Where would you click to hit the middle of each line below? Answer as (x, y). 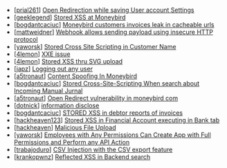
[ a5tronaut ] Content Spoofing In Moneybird (75, 76)
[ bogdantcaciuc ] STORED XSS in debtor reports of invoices (98, 113)
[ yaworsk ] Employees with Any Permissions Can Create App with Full (112, 135)
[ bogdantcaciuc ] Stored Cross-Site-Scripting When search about (107, 83)
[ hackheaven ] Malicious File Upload (65, 128)
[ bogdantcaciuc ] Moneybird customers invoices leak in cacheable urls (114, 25)
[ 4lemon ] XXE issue (42, 54)
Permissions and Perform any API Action (72, 142)
